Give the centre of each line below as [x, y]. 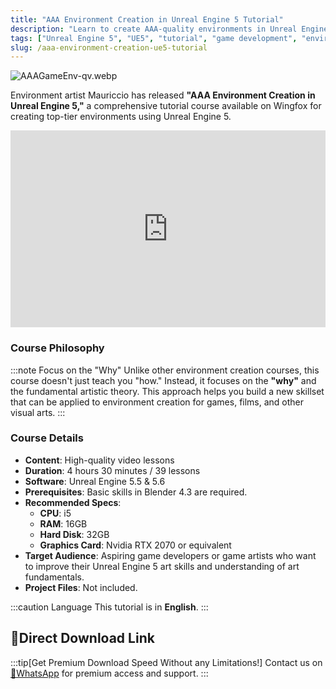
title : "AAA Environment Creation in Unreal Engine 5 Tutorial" [147, 19]
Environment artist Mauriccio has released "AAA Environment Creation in [163, 95]
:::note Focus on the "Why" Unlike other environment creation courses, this [165, 370]
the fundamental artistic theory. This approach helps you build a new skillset [167, 391]
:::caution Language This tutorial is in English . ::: [109, 607]
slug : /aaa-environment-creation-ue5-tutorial [109, 47]
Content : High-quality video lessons [99, 460]
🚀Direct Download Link [82, 638]
